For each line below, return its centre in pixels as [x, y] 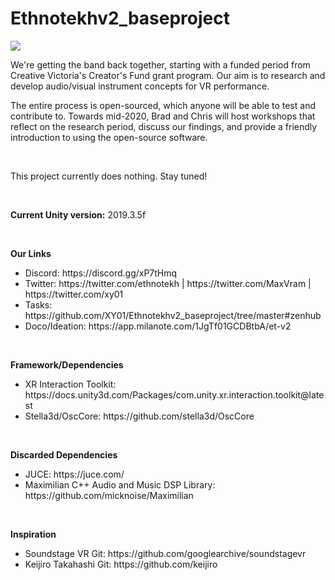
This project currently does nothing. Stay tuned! [109, 176]
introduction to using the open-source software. [109, 137]
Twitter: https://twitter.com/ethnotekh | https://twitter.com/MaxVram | [168, 283]
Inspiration [33, 534]
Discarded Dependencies [64, 454]
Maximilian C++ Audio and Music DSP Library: [120, 484]
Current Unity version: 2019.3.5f [78, 214]
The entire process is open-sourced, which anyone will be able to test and [163, 105]
